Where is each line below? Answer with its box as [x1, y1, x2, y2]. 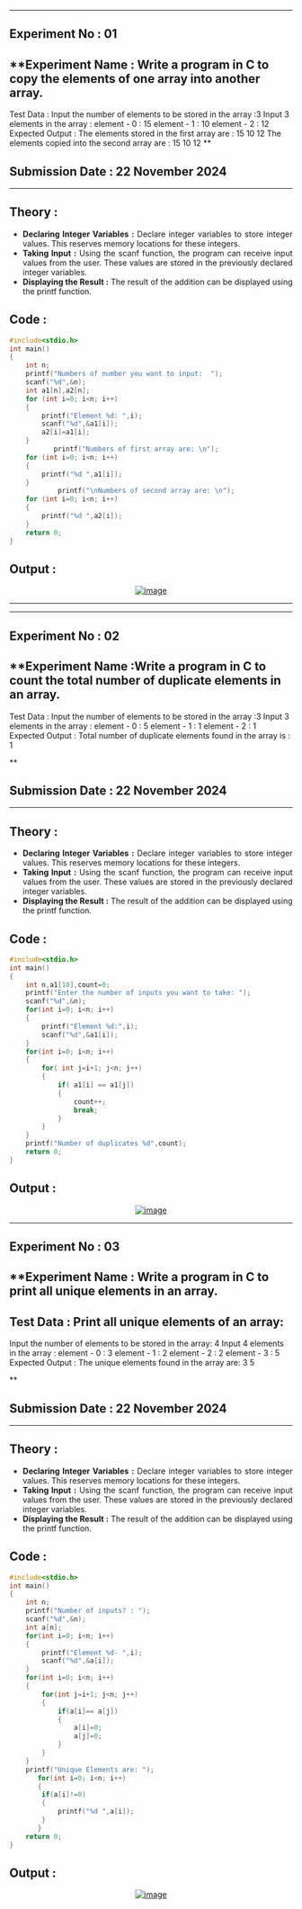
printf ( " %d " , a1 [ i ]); [41, 470, 123, 479]
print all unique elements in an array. [9, 1284, 218, 1299]
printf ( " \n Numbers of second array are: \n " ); [57, 487, 235, 496]
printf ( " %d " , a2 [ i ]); [41, 512, 123, 521]
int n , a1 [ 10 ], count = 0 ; [25, 980, 111, 990]
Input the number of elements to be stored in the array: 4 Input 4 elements [9, 1338, 285, 1349]
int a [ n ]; [25, 1623, 63, 1632]
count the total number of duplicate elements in [9, 673, 281, 688]
